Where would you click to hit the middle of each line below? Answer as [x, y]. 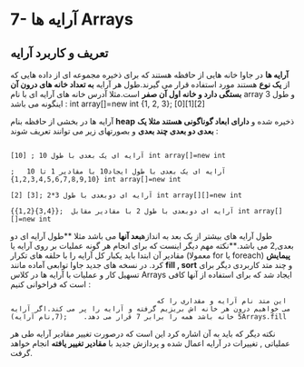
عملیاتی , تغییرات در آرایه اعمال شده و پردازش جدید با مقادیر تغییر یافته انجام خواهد [151, 343]
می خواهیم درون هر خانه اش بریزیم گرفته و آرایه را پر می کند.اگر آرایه [151, 309]
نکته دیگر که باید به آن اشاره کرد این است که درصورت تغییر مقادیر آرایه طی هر [143, 333]
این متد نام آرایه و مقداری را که [221, 301]
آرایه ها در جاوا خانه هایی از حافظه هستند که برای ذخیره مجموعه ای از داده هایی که [150, 74]
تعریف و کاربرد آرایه [59, 53]
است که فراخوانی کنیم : [51, 284]
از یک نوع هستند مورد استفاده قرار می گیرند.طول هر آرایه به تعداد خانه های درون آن [150, 84]
